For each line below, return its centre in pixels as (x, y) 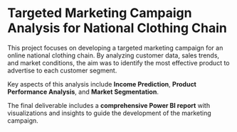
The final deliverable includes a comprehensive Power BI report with (109, 105)
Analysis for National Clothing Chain (117, 28)
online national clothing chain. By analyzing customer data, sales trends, (113, 55)
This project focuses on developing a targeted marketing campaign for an (115, 48)
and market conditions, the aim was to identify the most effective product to (118, 62)
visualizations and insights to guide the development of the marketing (109, 113)
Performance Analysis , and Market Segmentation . (83, 92)
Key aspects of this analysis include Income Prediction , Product (102, 84)
